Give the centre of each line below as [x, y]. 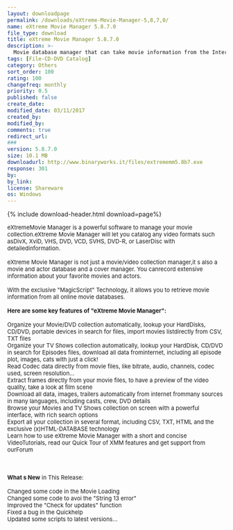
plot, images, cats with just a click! [53, 359]
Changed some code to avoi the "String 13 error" [72, 498]
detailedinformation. [34, 248]
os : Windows [24, 194]
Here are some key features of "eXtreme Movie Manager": [87, 311]
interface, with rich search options [53, 415]
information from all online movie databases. [66, 297]
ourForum [20, 450]
